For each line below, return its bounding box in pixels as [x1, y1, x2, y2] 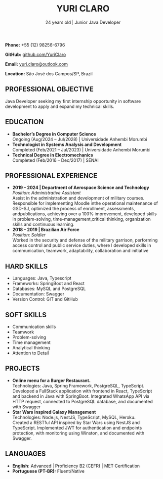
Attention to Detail [12, 350, 49, 356]
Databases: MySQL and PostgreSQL [12, 286, 86, 292]
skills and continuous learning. [12, 221, 75, 228]
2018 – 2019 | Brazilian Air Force [12, 227, 80, 233]
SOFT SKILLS [5, 310, 47, 319]
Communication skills [12, 324, 56, 330]
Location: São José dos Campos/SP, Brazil [5, 70, 93, 77]
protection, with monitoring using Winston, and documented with [12, 430, 145, 436]
